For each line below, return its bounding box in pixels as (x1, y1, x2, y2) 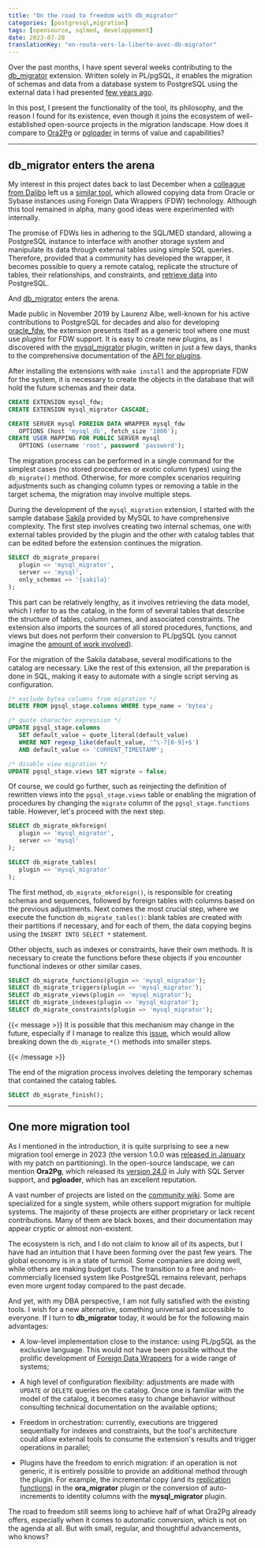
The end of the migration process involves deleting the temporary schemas (8, 1067, 253, 1077)
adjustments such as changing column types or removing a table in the (8, 481, 239, 491)
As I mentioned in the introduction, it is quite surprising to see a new (8, 1141, 230, 1150)
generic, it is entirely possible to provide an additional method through (19, 1466, 248, 1475)
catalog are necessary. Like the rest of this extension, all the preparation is (8, 663, 251, 672)
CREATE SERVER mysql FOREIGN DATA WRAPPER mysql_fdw (8, 420, 185, 428)
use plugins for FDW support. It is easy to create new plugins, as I (8, 334, 222, 343)
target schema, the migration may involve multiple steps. (8, 490, 192, 499)
